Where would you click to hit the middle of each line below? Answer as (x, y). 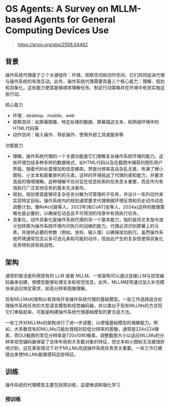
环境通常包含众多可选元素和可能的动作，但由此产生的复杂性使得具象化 (90, 239)
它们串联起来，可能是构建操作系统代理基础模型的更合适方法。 (70, 312)
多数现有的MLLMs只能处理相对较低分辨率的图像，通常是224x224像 (89, 329)
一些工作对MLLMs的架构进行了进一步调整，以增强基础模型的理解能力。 (79, 322)
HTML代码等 (26, 128)
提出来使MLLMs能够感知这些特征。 (42, 354)
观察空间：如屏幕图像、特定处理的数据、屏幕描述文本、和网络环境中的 (86, 122)
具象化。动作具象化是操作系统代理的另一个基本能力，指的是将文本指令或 (88, 219)
